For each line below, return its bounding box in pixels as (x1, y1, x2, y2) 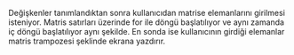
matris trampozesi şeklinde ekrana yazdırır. (8, 35, 166, 46)
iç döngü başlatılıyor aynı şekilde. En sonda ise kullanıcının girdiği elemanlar (8, 27, 285, 36)
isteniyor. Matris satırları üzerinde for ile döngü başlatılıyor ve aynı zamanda (8, 17, 285, 27)
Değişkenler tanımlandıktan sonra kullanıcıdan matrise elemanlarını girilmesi (8, 8, 286, 18)
